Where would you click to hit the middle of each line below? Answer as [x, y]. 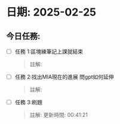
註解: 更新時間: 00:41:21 [59, 115]
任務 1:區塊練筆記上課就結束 [49, 52]
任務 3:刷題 [29, 103]
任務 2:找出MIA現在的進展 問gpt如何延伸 [64, 77]
